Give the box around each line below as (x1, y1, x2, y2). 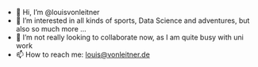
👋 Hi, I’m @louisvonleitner (15, 8, 100, 17)
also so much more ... (15, 24, 87, 33)
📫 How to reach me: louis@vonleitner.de (15, 50, 151, 59)
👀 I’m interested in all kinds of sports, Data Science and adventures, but (15, 16, 250, 25)
